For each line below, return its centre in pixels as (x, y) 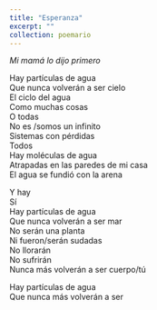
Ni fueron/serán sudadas (56, 241)
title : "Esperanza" (46, 18)
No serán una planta (47, 231)
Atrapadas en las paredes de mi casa (78, 165)
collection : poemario (50, 35)
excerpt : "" (32, 26)
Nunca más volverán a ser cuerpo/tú (78, 270)
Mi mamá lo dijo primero (55, 61)
